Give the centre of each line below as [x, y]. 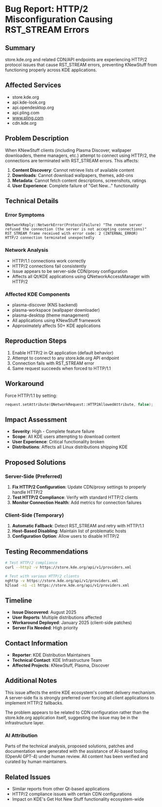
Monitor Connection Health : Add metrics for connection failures [77, 502]
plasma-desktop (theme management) [51, 315]
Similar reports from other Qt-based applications [61, 788]
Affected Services [33, 85]
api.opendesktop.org [33, 107]
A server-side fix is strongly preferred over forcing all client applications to [80, 698]
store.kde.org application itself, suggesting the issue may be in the [72, 718]
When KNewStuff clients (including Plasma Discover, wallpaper [68, 150]
